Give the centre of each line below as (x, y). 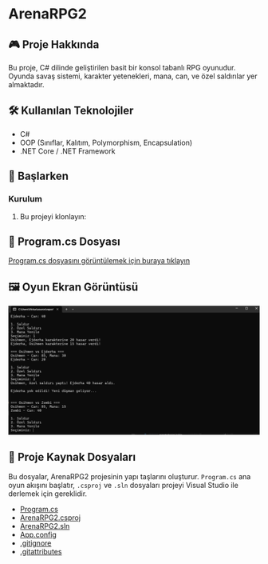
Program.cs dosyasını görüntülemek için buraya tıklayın (99, 261)
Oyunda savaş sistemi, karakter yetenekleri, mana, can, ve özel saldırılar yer (133, 76)
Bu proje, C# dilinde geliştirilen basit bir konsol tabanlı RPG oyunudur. (122, 68)
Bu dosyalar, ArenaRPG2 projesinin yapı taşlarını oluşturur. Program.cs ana (130, 476)
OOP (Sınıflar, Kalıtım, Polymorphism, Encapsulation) (106, 142)
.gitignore (35, 543)
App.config (38, 534)
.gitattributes (41, 551)
